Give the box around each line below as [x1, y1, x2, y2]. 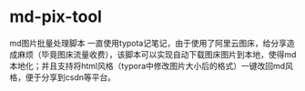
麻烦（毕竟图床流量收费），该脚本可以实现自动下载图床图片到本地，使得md [16, 48, 297, 60]
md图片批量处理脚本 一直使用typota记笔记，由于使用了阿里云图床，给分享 [9, 37, 287, 48]
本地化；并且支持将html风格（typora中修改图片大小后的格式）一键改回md [9, 60, 286, 71]
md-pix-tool [9, 6, 103, 27]
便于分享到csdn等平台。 [25, 71, 117, 83]
